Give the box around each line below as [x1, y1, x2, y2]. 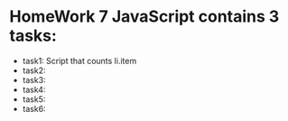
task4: [22, 84, 46, 95]
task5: [22, 93, 46, 105]
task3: [22, 74, 47, 85]
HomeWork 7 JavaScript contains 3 [9, 6, 280, 27]
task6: [22, 103, 47, 114]
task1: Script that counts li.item [22, 55, 137, 66]
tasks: [9, 25, 57, 46]
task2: [22, 65, 46, 76]
